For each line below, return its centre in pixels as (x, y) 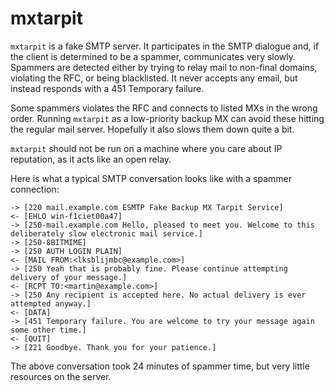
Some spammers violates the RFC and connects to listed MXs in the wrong (164, 108)
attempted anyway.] (51, 303)
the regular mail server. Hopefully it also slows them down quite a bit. (152, 129)
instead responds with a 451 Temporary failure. (107, 88)
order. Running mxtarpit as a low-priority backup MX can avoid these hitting (167, 118)
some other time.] (48, 330)
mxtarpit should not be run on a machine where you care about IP (146, 148)
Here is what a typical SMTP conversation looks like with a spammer (151, 178)
